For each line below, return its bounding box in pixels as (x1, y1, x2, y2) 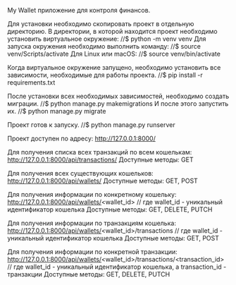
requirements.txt (7, 78, 56, 87)
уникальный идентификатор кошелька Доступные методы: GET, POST (7, 234, 220, 242)
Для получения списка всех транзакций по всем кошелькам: (7, 148, 192, 156)
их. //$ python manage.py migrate (7, 107, 106, 115)
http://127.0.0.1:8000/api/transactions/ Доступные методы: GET (7, 155, 194, 164)
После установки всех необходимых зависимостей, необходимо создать (7, 92, 230, 100)
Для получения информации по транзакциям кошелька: (7, 219, 176, 227)
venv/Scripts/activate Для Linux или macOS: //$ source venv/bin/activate (7, 49, 221, 58)
